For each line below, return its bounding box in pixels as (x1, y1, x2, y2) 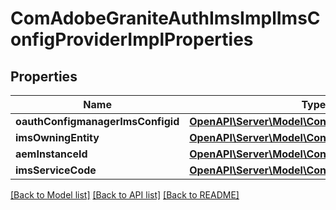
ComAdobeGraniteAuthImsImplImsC (10, 7, 321, 30)
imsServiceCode (15, 163, 97, 177)
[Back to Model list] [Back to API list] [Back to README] (10, 189, 240, 201)
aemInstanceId (15, 147, 88, 161)
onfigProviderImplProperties (10, 28, 254, 51)
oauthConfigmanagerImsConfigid (15, 115, 180, 128)
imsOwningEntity (15, 131, 100, 144)
